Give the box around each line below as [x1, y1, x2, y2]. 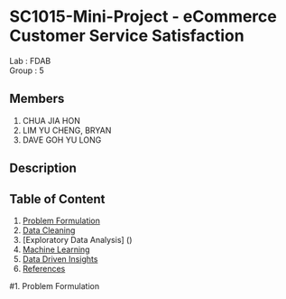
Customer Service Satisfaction [9, 25, 245, 46]
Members [9, 91, 65, 107]
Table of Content [9, 192, 106, 207]
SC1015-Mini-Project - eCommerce [9, 6, 277, 27]
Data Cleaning [22, 224, 76, 236]
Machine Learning [22, 244, 90, 255]
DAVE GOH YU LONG [22, 134, 102, 145]
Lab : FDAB [9, 55, 51, 66]
